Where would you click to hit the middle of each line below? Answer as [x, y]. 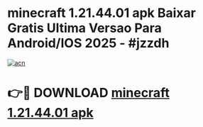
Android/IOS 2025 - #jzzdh [88, 43]
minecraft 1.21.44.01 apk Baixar [102, 13]
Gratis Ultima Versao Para [84, 28]
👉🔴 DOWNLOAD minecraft [89, 93]
